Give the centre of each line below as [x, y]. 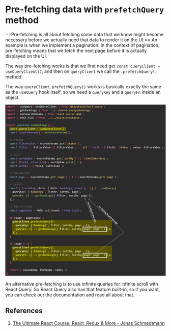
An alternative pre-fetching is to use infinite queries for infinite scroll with [82, 284]
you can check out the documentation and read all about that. [70, 295]
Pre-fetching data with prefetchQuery [85, 9]
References [24, 311]
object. [13, 97]
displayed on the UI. [26, 56]
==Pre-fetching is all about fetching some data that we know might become [84, 34]
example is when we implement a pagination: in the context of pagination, [82, 45]
